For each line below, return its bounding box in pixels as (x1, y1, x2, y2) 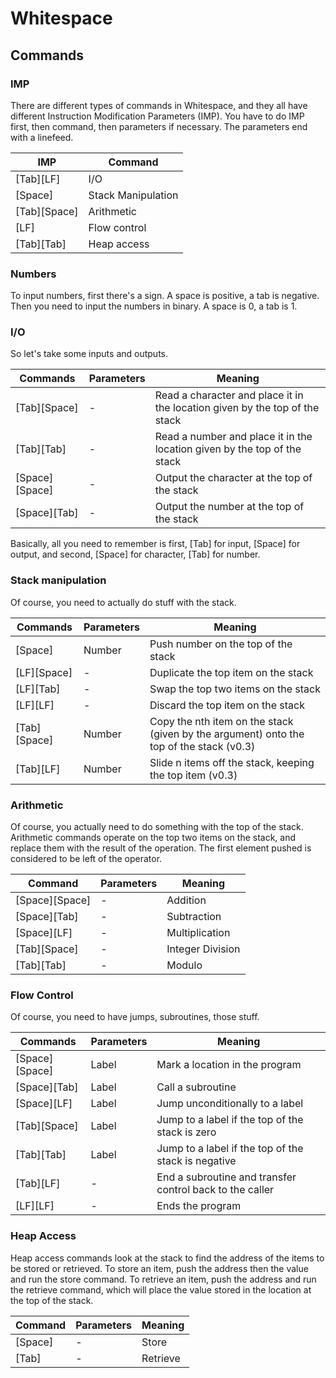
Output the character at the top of (154, 471, 313, 485)
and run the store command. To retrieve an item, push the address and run (10, 1273, 317, 1285)
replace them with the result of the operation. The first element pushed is (10, 842, 312, 854)
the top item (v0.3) (149, 768, 238, 782)
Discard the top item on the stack (149, 698, 305, 712)
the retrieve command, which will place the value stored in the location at (10, 1283, 312, 1296)
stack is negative (156, 1154, 237, 1168)
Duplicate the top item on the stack (149, 665, 314, 679)
